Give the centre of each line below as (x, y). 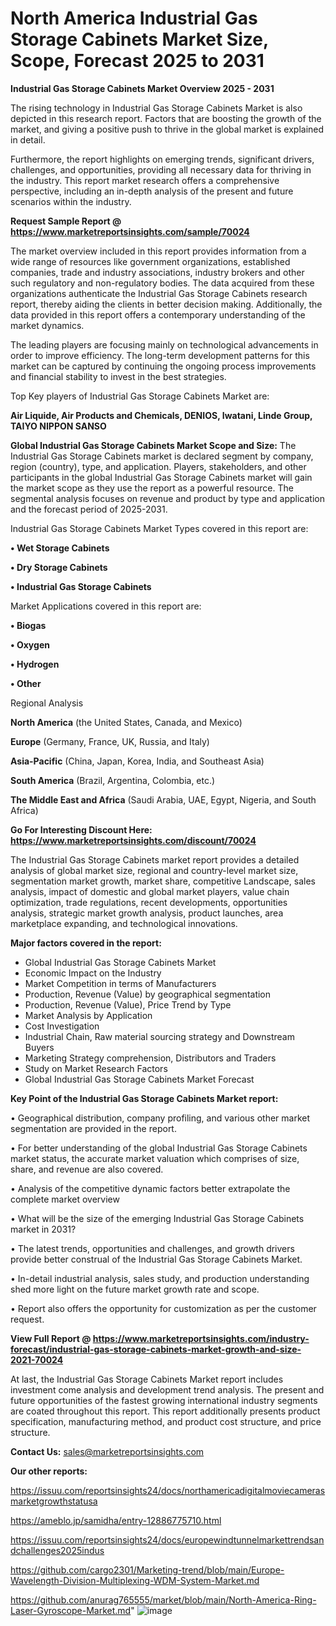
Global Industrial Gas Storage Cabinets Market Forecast (139, 1079)
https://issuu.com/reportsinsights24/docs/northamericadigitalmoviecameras (168, 1490)
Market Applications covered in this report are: (106, 606)
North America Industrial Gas (134, 18)
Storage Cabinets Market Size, (139, 39)
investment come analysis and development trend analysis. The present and (167, 1389)
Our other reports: (49, 1471)
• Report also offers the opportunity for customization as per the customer (163, 1308)
